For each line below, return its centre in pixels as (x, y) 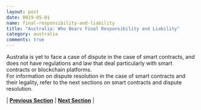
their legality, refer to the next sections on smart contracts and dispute (94, 82)
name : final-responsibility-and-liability (61, 23)
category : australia (32, 34)
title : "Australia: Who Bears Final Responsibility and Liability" (93, 29)
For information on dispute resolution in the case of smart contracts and (96, 76)
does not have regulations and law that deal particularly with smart (89, 63)
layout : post (23, 12)
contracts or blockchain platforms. (49, 69)
